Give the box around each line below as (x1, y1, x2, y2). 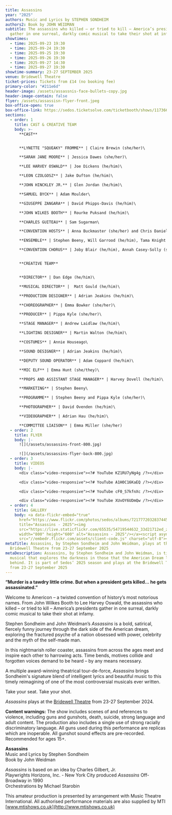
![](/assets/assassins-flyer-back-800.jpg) (18, 451, 114, 457)
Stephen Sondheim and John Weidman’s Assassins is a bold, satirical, (5, 620, 153, 627)
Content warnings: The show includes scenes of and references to (5, 709, 147, 715)
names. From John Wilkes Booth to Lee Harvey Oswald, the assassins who (5, 600, 163, 606)
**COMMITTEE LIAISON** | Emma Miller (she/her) (18, 423, 123, 428)
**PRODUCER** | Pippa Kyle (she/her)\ (18, 312, 102, 317)
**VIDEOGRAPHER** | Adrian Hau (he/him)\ (18, 414, 109, 419)
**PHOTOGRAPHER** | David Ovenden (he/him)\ (18, 404, 116, 410)
